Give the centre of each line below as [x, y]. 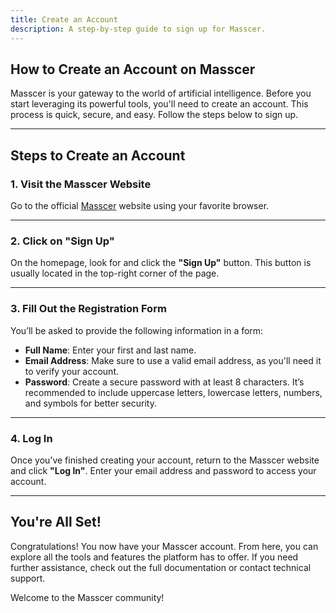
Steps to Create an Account [98, 155]
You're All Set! [56, 522]
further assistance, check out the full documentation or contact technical [161, 567]
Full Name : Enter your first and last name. [110, 350]
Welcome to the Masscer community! [87, 597]
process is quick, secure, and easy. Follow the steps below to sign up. [154, 115]
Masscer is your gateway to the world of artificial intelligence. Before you [161, 93]
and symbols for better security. [90, 403]
